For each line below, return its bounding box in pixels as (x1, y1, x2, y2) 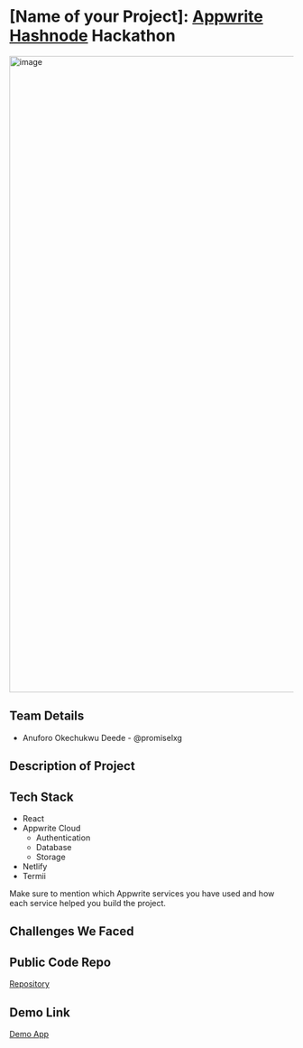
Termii (22, 870, 47, 881)
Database (35, 841, 72, 852)
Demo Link (9, 1005, 70, 1020)
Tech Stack (9, 789, 74, 804)
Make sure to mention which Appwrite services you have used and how (9, 887, 275, 899)
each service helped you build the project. (9, 897, 167, 908)
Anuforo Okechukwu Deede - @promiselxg (22, 732, 183, 743)
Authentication (35, 832, 91, 843)
